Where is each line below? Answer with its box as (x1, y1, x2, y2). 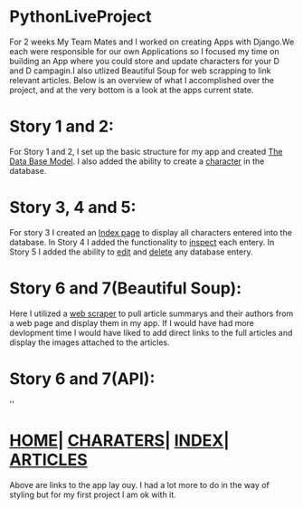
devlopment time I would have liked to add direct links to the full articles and (9, 327, 293, 338)
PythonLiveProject (9, 6, 152, 27)
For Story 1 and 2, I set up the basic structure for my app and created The (9, 146, 283, 157)
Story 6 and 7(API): (9, 369, 156, 389)
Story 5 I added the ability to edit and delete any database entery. (9, 246, 253, 257)
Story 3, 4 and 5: (9, 197, 137, 218)
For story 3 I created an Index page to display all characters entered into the (9, 226, 292, 237)
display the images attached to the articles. (9, 337, 170, 348)
